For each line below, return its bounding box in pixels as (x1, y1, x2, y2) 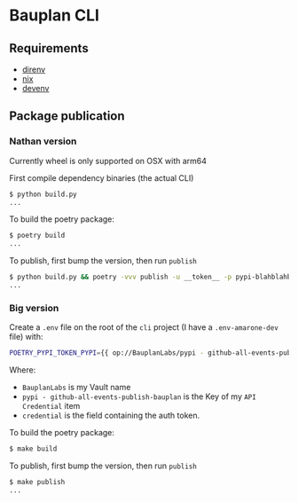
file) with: (9, 332, 43, 342)
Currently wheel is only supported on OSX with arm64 (9, 155, 207, 166)
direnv (21, 64, 46, 75)
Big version (9, 302, 59, 314)
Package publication (9, 108, 126, 124)
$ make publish (9, 477, 66, 486)
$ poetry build (9, 231, 66, 240)
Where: (9, 365, 36, 375)
